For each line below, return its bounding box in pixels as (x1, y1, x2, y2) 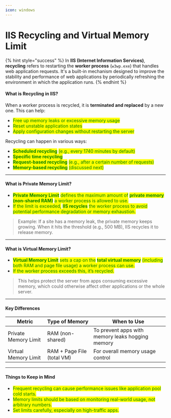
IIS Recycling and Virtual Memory (5, 29, 149, 41)
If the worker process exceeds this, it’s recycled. (12, 268, 115, 274)
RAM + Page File (47, 348, 87, 355)
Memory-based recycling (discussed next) (12, 164, 104, 170)
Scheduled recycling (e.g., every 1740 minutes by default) (12, 148, 135, 154)
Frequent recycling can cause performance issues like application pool (12, 385, 161, 391)
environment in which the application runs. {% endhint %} (5, 79, 127, 85)
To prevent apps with (93, 327, 144, 334)
